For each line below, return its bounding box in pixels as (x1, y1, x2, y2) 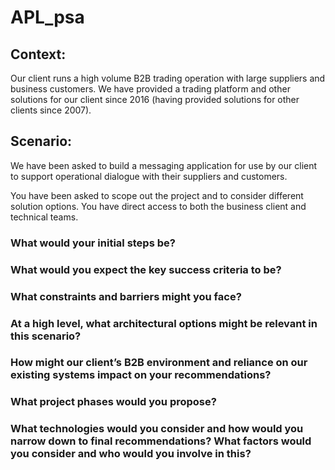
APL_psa (10, 6, 85, 29)
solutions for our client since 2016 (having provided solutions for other (10, 94, 300, 105)
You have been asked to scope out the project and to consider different (10, 189, 304, 201)
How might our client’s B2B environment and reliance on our (10, 356, 308, 370)
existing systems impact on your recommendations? (10, 368, 272, 382)
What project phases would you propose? (10, 395, 217, 409)
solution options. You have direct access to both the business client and (10, 200, 307, 212)
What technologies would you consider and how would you (10, 422, 304, 436)
